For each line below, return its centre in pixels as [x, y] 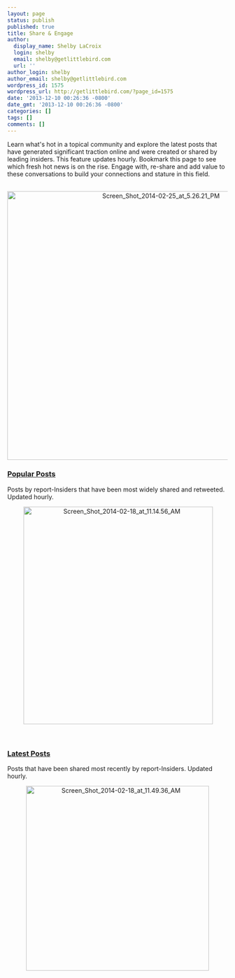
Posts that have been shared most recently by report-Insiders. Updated [110, 769]
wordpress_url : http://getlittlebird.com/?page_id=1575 [90, 92]
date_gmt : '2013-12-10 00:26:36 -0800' [65, 105]
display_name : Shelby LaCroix [57, 46]
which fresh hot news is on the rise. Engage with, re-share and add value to [116, 166]
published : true [31, 27]
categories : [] [29, 111]
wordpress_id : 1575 [36, 85]
